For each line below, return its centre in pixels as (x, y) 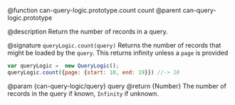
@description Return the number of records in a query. (88, 32)
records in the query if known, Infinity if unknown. (83, 93)
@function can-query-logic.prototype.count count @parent (94, 10)
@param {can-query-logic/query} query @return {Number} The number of (117, 86)
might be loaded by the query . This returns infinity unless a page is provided (118, 53)
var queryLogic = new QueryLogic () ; (63, 66)
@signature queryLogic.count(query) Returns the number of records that (114, 45)
